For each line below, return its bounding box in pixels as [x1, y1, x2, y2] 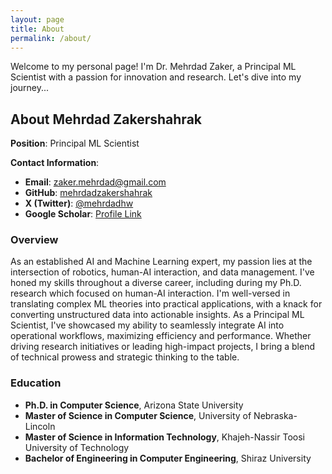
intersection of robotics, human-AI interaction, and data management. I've [10, 266, 315, 278]
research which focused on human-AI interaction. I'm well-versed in [10, 287, 291, 300]
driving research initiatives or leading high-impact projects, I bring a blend [10, 341, 315, 353]
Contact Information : [10, 157, 100, 169]
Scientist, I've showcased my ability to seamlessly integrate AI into [10, 319, 285, 331]
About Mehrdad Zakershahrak [10, 111, 203, 128]
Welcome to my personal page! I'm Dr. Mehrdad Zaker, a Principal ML [10, 61, 297, 73]
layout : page [10, 14, 65, 25]
